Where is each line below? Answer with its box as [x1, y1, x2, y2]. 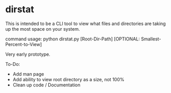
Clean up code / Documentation [12, 82, 81, 88]
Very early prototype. [5, 51, 50, 57]
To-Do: [5, 61, 21, 67]
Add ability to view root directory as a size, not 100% [12, 76, 125, 82]
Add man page [12, 71, 45, 77]
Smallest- [141, 36, 161, 42]
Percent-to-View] [5, 41, 42, 47]
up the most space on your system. [5, 26, 80, 32]
